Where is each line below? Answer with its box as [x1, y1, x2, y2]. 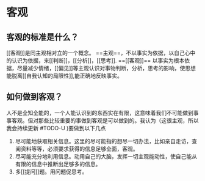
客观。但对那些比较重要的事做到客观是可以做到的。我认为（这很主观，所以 [11, 117, 199, 124]
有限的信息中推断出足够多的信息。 [15, 160, 101, 168]
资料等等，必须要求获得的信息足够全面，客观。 [20, 145, 138, 152]
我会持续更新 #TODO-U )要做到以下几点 [6, 124, 106, 131]
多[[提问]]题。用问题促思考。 [15, 168, 88, 175]
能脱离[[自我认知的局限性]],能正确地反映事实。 [6, 72, 123, 79]
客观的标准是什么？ [6, 32, 79, 42]
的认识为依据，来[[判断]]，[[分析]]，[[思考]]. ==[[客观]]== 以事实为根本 [6, 57, 185, 64]
